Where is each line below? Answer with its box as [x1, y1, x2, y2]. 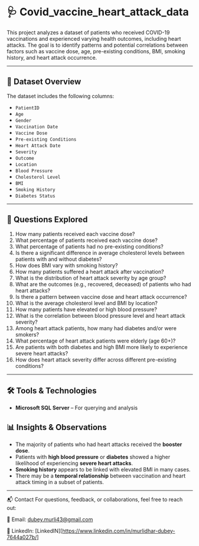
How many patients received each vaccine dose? [15, 230, 135, 237]
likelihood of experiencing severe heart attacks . [15, 460, 133, 467]
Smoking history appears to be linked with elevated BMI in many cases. [15, 466, 191, 473]
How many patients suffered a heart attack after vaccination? [15, 268, 164, 275]
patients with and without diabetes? [15, 256, 102, 263]
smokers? [15, 331, 40, 338]
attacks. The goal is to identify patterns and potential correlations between [6, 41, 188, 49]
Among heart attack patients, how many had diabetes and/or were [15, 324, 177, 332]
